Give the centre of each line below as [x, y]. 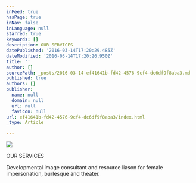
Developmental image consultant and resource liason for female [85, 168]
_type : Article [25, 123]
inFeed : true [22, 12]
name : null [25, 95]
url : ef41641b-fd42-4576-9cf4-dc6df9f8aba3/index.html [76, 117]
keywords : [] [22, 39]
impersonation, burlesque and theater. [53, 174]
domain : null [28, 100]
